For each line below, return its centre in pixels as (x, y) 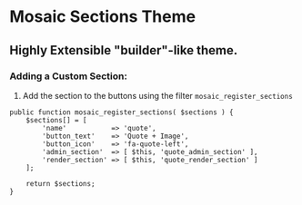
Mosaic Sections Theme (103, 17)
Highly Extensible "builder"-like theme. (124, 50)
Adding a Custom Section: (68, 76)
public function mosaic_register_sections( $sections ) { (121, 112)
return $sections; (60, 183)
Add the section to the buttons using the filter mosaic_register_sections (157, 95)
